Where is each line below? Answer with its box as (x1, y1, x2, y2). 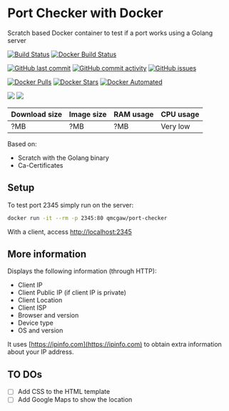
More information (7, 248, 87, 260)
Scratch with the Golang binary (17, 153, 109, 162)
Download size (11, 109, 63, 119)
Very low (160, 121, 190, 131)
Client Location (17, 296, 63, 305)
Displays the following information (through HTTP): (7, 267, 157, 275)
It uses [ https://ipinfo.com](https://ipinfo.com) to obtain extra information (7, 340, 223, 349)
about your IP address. (7, 347, 74, 356)
